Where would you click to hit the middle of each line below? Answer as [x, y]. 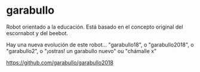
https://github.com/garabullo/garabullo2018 [60, 62]
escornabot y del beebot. [37, 33]
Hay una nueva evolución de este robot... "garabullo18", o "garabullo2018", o [100, 45]
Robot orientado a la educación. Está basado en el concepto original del [95, 27]
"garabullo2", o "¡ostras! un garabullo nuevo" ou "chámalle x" [81, 51]
